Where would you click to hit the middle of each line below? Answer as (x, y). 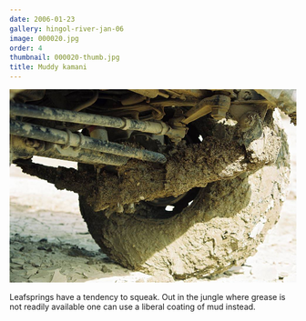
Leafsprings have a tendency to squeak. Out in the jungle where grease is (148, 297)
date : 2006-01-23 (42, 19)
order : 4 (26, 48)
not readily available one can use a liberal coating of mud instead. (133, 307)
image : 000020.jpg (44, 38)
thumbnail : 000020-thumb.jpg (65, 58)
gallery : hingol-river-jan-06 (67, 29)
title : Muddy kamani (49, 67)
